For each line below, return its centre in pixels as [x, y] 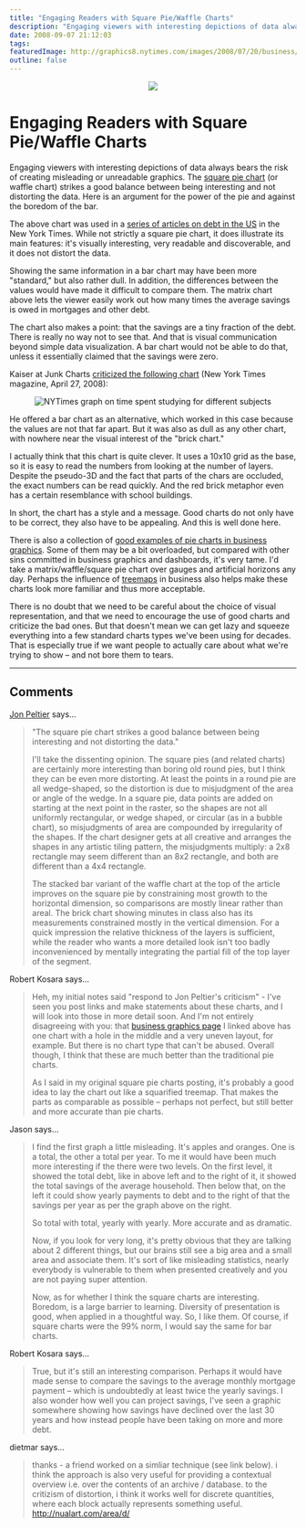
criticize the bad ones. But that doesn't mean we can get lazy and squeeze [149, 626]
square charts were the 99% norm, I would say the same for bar [152, 1326]
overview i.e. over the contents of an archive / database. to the [149, 1484]
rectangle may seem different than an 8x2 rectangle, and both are [155, 856]
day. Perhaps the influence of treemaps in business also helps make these [149, 579]
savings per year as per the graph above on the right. [132, 1205]
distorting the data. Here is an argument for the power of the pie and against [153, 196]
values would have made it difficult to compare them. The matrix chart [141, 290]
